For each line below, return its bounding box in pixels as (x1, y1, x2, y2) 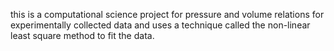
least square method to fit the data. (10, 30, 155, 41)
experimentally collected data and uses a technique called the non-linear (10, 19, 311, 31)
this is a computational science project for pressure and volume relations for (10, 9, 325, 20)
